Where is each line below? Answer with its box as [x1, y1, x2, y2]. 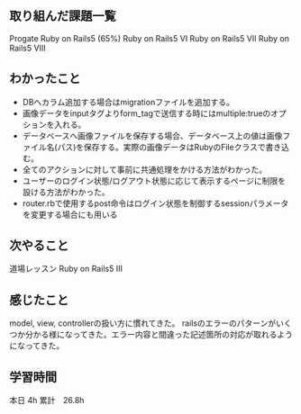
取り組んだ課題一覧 [9, 8, 116, 24]
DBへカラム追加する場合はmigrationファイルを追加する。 [22, 96, 234, 107]
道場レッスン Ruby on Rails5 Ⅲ [9, 264, 123, 274]
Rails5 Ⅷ [9, 42, 47, 53]
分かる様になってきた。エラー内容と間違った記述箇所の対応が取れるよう [24, 329, 293, 340]
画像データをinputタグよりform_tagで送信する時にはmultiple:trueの [22, 107, 271, 119]
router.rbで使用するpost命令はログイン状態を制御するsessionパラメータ [22, 197, 289, 209]
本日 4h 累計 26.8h [9, 395, 85, 406]
